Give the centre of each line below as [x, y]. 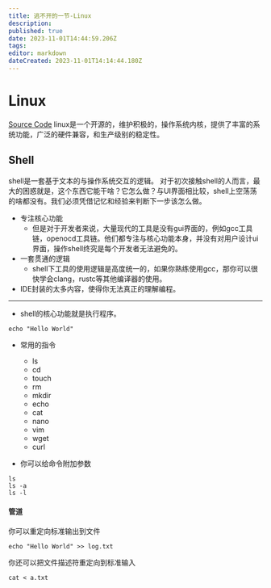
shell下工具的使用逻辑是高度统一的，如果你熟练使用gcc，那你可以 [142, 268]
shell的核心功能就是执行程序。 [70, 313]
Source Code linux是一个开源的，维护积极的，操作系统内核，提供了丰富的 [131, 124]
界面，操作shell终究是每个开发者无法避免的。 [107, 248]
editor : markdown [38, 53]
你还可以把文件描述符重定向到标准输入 [72, 562]
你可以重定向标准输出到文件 [54, 531]
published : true [35, 31]
